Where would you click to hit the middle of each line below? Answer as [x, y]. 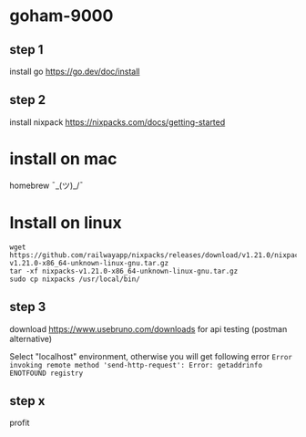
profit [20, 423]
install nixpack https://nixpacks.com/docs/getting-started [117, 122]
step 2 [28, 100]
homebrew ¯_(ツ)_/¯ [46, 185]
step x [27, 401]
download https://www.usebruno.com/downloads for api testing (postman [148, 328]
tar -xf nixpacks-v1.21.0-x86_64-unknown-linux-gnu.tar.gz [124, 271]
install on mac [63, 159]
